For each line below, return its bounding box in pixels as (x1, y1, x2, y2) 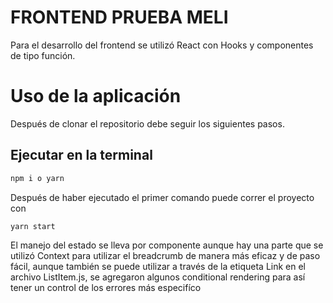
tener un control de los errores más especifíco (10, 282, 202, 294)
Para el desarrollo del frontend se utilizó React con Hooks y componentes (10, 39, 314, 51)
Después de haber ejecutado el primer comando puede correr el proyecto (10, 191, 315, 203)
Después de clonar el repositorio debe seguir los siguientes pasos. (10, 117, 285, 130)
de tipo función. (10, 49, 76, 61)
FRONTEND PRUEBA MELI (10, 6, 229, 29)
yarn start (10, 221, 56, 231)
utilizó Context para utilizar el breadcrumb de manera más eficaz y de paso (10, 250, 321, 262)
